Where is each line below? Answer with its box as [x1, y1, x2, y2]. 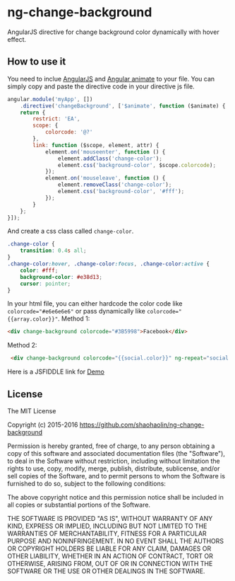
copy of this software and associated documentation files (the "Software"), [7, 449, 226, 457]
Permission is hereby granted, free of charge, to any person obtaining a [7, 442, 215, 450]
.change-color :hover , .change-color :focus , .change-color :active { [7, 260, 210, 268]
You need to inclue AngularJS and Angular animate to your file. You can [7, 74, 215, 83]
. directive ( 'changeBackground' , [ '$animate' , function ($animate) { [20, 102, 226, 110]
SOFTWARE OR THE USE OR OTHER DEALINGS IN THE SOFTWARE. [7, 567, 205, 575]
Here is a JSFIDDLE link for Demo [7, 367, 104, 376]
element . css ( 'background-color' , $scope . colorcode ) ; [57, 161, 217, 168]
